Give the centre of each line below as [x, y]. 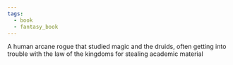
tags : [15, 14]
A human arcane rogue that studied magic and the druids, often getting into [117, 47]
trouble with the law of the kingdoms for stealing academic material [105, 54]
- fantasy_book [36, 27]
